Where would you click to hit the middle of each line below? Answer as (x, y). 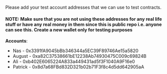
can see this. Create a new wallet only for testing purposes (69, 29)
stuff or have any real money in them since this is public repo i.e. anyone (83, 24)
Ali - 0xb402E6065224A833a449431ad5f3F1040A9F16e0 (74, 62)
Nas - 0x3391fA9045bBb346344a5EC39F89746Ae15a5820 (76, 51)
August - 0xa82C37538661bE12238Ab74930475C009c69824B (79, 56)
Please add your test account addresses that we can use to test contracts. (83, 7)
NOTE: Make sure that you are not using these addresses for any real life (84, 19)
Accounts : (17, 41)
